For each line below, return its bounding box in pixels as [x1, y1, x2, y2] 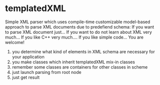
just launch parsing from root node [12, 69, 81, 75]
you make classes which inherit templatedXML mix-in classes [12, 59, 135, 65]
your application [12, 54, 45, 59]
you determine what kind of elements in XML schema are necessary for [12, 49, 155, 55]
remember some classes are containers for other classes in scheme [12, 64, 148, 70]
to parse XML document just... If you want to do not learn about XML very [5, 29, 152, 35]
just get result [12, 74, 40, 80]
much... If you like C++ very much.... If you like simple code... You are [5, 34, 144, 40]
